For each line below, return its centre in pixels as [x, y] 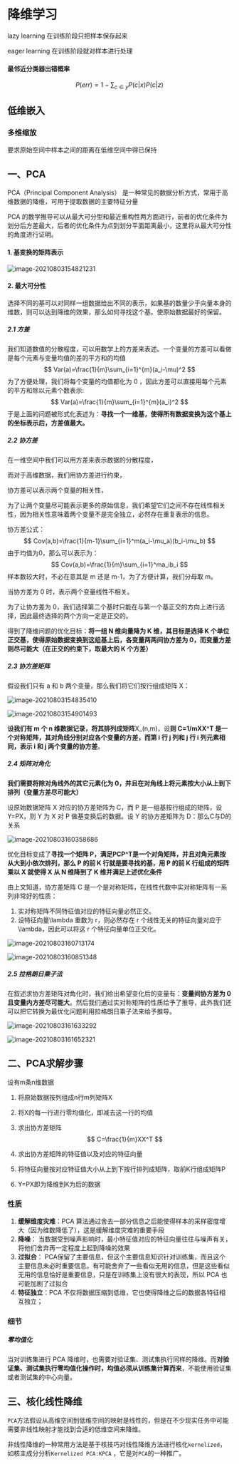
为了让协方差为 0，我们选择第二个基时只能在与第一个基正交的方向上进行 [113, 607]
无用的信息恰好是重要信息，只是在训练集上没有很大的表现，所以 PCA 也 [122, 1274]
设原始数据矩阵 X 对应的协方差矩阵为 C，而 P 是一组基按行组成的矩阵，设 [115, 807]
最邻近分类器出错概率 [38, 68]
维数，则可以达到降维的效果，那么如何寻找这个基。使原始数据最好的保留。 [116, 311]
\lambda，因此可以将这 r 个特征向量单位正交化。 [89, 929]
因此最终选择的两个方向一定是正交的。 [76, 615]
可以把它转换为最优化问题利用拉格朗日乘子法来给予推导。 [91, 1011]
